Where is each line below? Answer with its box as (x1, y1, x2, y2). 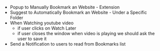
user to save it (17, 36, 47, 42)
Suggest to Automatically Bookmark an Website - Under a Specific (9, 9, 147, 15)
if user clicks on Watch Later (17, 25, 76, 31)
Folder (9, 15, 23, 20)
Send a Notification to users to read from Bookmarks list (9, 41, 126, 47)
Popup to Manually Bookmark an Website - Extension (9, 4, 120, 10)
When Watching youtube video (9, 20, 74, 26)
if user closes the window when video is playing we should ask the (17, 31, 155, 36)
